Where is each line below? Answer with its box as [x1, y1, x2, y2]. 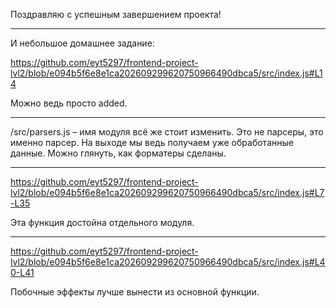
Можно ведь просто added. [10, 97, 128, 109]
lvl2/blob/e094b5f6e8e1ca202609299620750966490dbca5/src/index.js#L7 [10, 187, 325, 198]
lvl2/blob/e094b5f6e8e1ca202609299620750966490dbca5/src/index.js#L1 [10, 67, 323, 79]
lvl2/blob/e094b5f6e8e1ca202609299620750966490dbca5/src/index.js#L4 [10, 256, 326, 268]
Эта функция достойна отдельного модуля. [10, 217, 195, 228]
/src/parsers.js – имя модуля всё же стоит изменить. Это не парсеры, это [10, 126, 324, 138]
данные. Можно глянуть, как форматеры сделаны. [10, 147, 227, 159]
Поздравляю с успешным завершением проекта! [10, 9, 222, 20]
